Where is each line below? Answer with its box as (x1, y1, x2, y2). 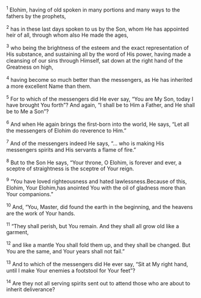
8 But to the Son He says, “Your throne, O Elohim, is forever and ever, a (6, 158, 182, 166)
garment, (6, 229, 29, 236)
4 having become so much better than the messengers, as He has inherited (6, 75, 193, 83)
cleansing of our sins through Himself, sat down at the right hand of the (6, 57, 184, 64)
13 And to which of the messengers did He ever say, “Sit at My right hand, (6, 259, 188, 267)
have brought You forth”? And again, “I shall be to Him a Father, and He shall (6, 102, 196, 109)
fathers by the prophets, (6, 12, 66, 20)
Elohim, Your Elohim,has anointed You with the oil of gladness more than (6, 184, 185, 191)
